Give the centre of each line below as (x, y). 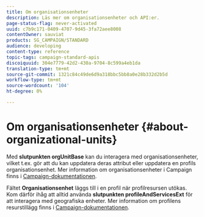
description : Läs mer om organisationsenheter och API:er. (83, 18)
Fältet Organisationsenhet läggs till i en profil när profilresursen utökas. (97, 188)
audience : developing (34, 46)
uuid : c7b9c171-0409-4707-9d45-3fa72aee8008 (64, 29)
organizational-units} (62, 140)
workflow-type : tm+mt (34, 80)
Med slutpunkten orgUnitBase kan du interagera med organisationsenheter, (102, 157)
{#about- (165, 127)
